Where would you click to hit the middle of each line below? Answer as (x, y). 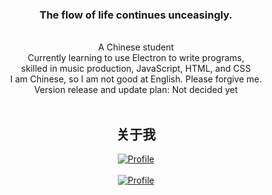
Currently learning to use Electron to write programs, (136, 58)
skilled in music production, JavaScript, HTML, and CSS (136, 69)
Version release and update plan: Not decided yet (136, 90)
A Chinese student (136, 47)
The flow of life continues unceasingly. (136, 15)
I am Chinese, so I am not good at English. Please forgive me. (136, 79)
